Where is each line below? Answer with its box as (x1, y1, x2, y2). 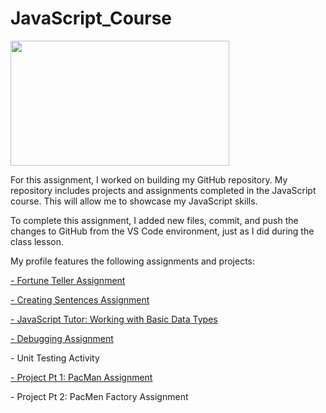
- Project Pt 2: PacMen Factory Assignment (10, 390, 189, 402)
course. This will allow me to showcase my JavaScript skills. (10, 195, 258, 207)
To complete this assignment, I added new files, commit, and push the (10, 214, 299, 226)
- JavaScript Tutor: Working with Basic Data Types (10, 313, 218, 325)
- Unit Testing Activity (10, 352, 100, 364)
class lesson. (10, 235, 64, 247)
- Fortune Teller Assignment (10, 274, 126, 286)
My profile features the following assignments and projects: (10, 255, 256, 267)
